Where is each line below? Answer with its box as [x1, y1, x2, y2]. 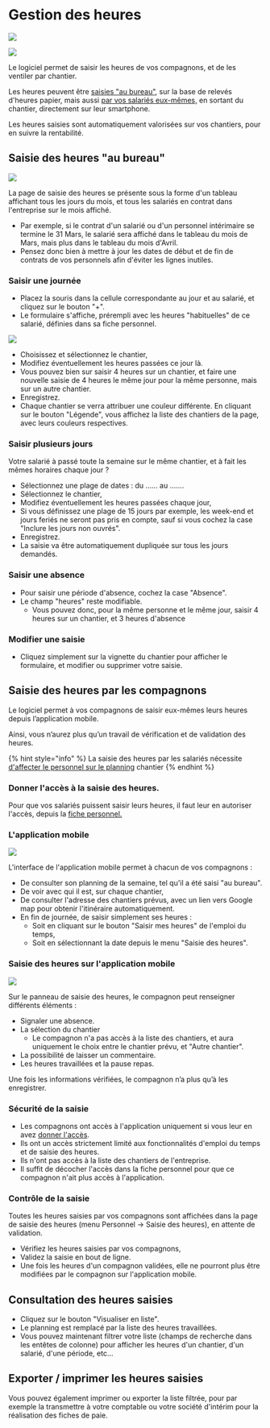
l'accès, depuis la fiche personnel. [8, 809, 123, 819]
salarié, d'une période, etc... [19, 1348, 114, 1359]
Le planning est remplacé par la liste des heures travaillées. [19, 1323, 218, 1333]
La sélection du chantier [19, 1024, 101, 1034]
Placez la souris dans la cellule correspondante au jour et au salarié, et [19, 293, 255, 303]
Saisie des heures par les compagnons [8, 683, 207, 698]
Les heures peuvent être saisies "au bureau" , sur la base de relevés [8, 86, 232, 96]
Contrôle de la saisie [8, 1193, 90, 1204]
